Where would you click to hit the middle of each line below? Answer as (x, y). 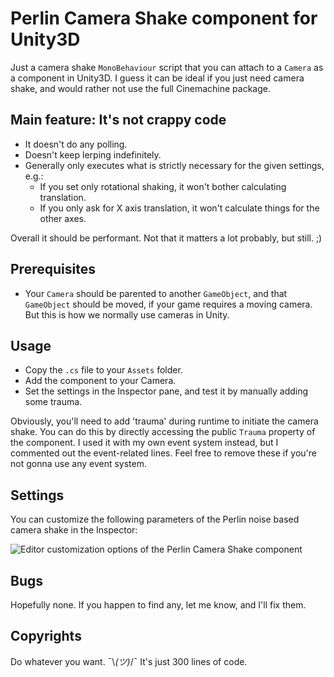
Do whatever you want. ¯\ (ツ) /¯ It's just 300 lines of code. (129, 661)
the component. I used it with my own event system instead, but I (144, 443)
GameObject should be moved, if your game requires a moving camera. (168, 304)
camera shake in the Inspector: (74, 530)
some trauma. (53, 402)
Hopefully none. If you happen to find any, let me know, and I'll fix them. (158, 605)
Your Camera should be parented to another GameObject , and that (156, 293)
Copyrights (46, 636)
